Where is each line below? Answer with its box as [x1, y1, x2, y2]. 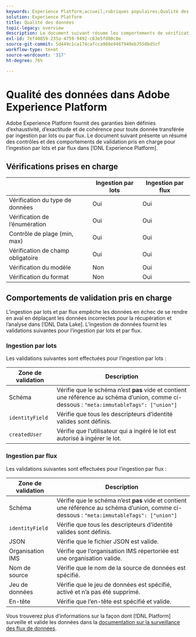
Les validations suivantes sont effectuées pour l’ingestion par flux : [6, 465, 167, 472]
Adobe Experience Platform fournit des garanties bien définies [6, 119, 156, 126]
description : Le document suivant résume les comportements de [6, 30, 163, 36]
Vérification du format [9, 273, 69, 281]
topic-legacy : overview [6, 25, 64, 31]
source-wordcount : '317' [6, 52, 66, 58]
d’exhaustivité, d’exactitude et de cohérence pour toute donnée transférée [6, 126, 184, 133]
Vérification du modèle [9, 263, 71, 272]
